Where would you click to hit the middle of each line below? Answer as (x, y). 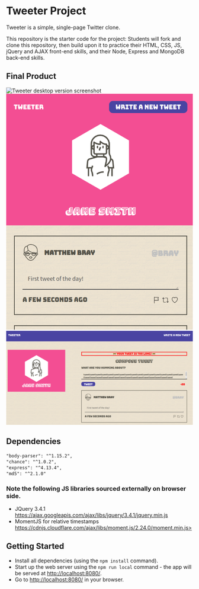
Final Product (31, 76)
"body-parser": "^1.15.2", (39, 456)
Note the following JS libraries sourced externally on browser (96, 488)
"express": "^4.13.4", (34, 468)
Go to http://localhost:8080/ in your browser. (69, 580)
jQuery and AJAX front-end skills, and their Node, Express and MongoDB (95, 51)
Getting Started (35, 546)
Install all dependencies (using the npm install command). (86, 561)
